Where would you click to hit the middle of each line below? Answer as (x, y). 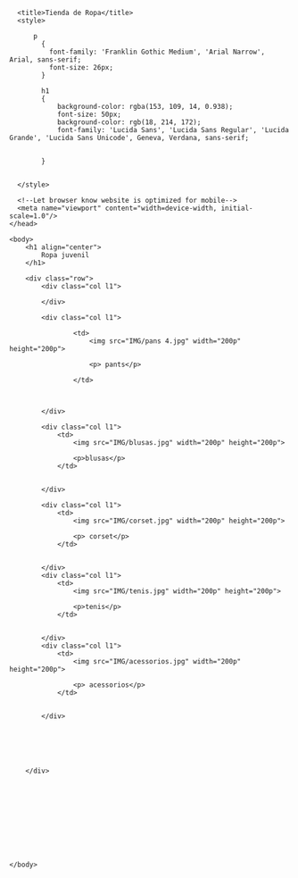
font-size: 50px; (89, 114)
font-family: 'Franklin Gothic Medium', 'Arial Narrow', (157, 52)
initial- (237, 208)
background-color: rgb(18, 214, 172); (129, 122)
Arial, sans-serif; (46, 60)
